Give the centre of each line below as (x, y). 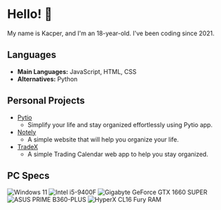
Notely (27, 132)
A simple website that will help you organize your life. (103, 139)
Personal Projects (46, 101)
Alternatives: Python (47, 79)
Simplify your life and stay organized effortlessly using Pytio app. (120, 124)
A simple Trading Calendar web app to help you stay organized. (118, 154)
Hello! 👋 (30, 14)
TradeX (28, 146)
